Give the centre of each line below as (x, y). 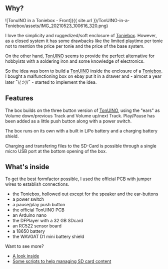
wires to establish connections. (37, 184)
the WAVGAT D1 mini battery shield (48, 237)
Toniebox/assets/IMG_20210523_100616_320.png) (57, 26)
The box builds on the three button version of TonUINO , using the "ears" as (82, 110)
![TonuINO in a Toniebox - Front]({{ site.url (49, 20)
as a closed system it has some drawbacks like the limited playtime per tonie (84, 41)
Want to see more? (24, 246)
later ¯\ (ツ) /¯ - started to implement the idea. (51, 82)
